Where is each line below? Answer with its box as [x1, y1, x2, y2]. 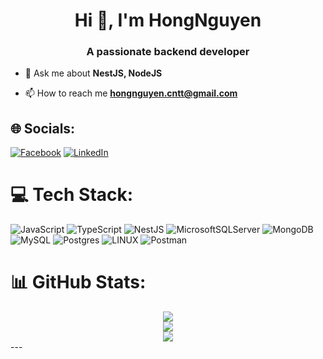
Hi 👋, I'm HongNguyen [74, 9, 262, 32]
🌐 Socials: [10, 120, 76, 137]
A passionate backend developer [86, 45, 250, 59]
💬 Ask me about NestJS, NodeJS [24, 67, 163, 79]
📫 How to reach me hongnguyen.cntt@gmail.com [24, 87, 238, 99]
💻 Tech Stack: [10, 184, 134, 206]
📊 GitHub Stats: [10, 271, 147, 294]
